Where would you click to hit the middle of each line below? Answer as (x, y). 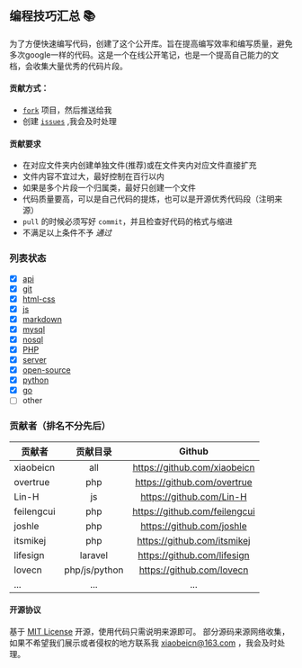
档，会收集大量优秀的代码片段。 (68, 66)
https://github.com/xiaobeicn (194, 467)
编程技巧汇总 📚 (53, 16)
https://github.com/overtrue (194, 482)
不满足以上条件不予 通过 (67, 233)
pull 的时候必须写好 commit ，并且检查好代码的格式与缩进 (128, 221)
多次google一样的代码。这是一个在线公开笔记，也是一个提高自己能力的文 (144, 54)
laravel (94, 555)
